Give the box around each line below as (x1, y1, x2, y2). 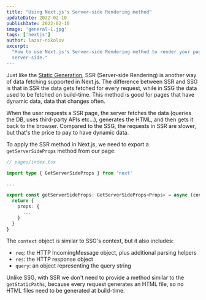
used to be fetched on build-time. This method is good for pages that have (6, 91, 195, 98)
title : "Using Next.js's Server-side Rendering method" (6, 9, 152, 15)
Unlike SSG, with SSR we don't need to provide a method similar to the (6, 274, 185, 282)
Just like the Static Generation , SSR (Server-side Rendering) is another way (6, 71, 197, 78)
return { (12, 198, 34, 204)
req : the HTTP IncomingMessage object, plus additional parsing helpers (15, 249, 197, 257)
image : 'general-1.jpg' (6, 26, 67, 32)
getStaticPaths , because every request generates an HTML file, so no (6, 280, 184, 288)
